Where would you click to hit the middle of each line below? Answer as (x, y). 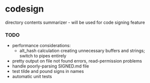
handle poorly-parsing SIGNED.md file (51, 66)
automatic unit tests (32, 77)
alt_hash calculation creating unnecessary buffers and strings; (82, 51)
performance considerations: (41, 46)
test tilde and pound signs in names (48, 71)
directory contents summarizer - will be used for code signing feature (75, 22)
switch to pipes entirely (43, 56)
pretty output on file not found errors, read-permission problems (77, 61)
